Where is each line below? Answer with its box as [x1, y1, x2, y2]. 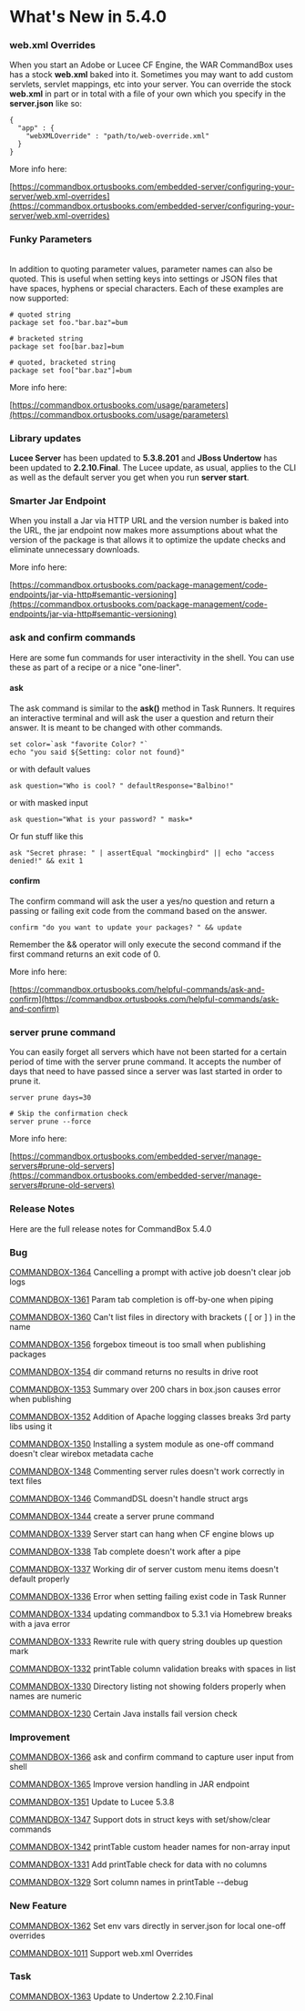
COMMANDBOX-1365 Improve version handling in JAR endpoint [9, 1779, 250, 1790]
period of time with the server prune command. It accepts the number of [9, 1056, 282, 1067]
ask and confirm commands [9, 631, 137, 644]
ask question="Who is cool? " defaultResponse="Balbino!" [9, 781, 234, 790]
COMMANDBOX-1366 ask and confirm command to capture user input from [9, 1752, 294, 1762]
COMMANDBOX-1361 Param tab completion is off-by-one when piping [9, 1294, 274, 1305]
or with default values [9, 763, 91, 775]
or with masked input [9, 797, 88, 807]
